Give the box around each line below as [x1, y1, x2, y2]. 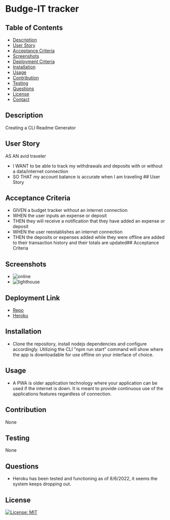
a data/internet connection [12, 168, 69, 174]
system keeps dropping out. [12, 481, 72, 487]
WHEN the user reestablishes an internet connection [12, 229, 123, 235]
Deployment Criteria [12, 59, 55, 64]
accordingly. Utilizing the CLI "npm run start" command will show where [12, 346, 163, 352]
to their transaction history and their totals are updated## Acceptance [12, 240, 159, 246]
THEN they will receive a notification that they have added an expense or [12, 218, 165, 224]
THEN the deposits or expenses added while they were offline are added [12, 234, 165, 240]
